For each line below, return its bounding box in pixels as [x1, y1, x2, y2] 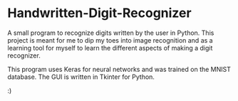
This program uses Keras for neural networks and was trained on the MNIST [7, 65, 232, 73]
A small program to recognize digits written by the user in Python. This [7, 28, 214, 37]
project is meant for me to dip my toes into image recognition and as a [7, 36, 213, 44]
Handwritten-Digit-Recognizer [7, 5, 192, 21]
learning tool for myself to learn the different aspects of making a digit [7, 43, 213, 52]
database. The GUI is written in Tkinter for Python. [7, 73, 155, 81]
